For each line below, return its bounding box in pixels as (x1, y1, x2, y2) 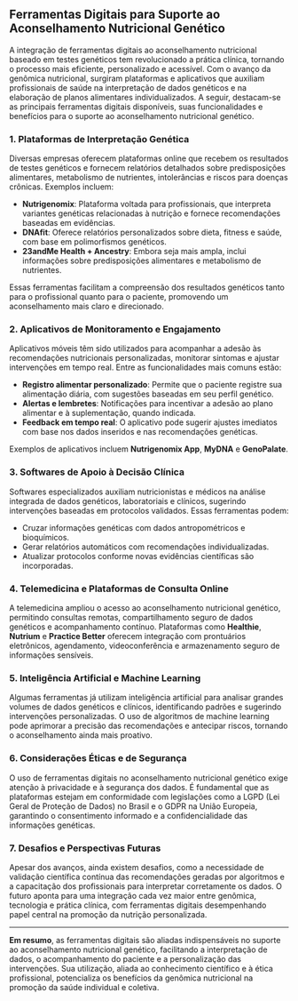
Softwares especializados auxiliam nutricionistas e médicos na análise (9, 486, 266, 497)
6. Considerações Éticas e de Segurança (9, 752, 187, 765)
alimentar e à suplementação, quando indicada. (21, 408, 197, 419)
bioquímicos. (21, 532, 69, 542)
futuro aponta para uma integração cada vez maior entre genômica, (9, 890, 257, 901)
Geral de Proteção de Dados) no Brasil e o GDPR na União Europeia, (9, 800, 258, 812)
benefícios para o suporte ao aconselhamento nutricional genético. (9, 110, 255, 121)
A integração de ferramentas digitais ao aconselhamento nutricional (9, 44, 257, 55)
